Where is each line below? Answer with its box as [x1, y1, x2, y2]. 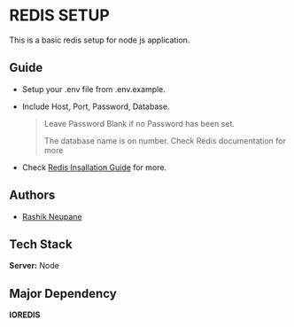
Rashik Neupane [21, 211, 82, 222]
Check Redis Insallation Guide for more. [21, 161, 166, 173]
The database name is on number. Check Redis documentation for [43, 135, 286, 146]
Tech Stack [9, 237, 73, 252]
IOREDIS [9, 309, 41, 320]
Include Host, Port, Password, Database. [21, 101, 170, 112]
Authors [9, 188, 56, 203]
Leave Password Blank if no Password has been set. [43, 118, 235, 128]
